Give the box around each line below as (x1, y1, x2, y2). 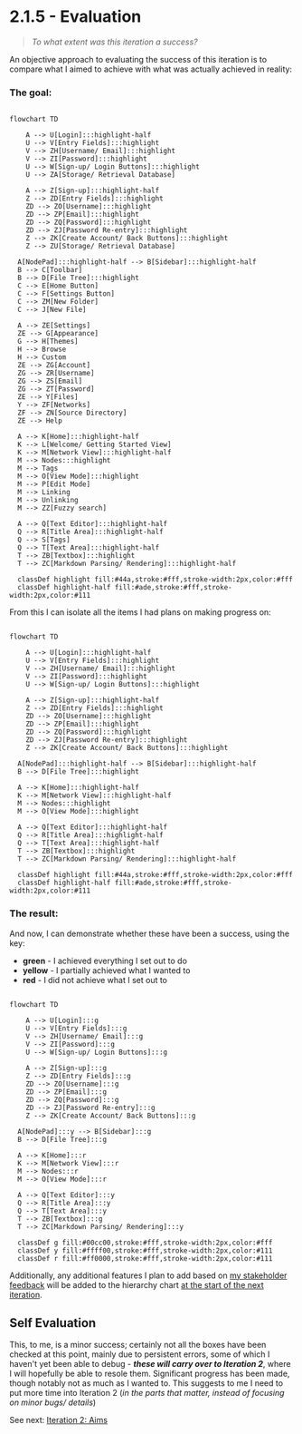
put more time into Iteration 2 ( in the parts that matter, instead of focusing (9, 1388, 285, 1399)
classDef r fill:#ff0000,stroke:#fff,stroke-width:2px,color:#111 (17, 1254, 273, 1263)
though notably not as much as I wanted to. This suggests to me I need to (9, 1378, 283, 1389)
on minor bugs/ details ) (9, 1397, 97, 1408)
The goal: (9, 86, 52, 99)
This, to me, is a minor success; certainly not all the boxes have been (9, 1340, 267, 1351)
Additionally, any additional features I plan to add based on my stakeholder (9, 1270, 288, 1281)
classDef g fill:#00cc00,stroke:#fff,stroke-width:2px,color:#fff (17, 1238, 273, 1247)
